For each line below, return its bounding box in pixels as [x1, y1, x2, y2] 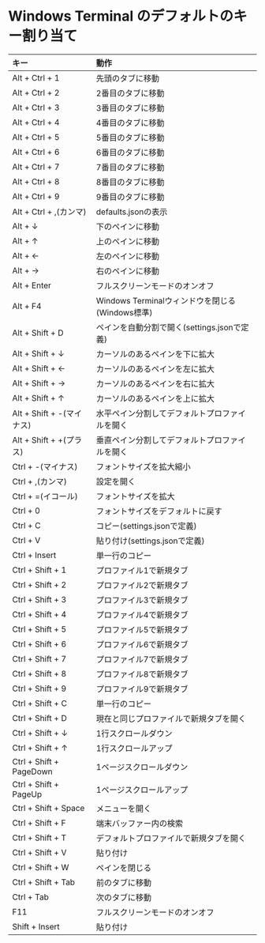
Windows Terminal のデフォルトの [8, 7, 234, 25]
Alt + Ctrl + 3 [12, 102, 60, 113]
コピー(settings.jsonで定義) [95, 520, 197, 531]
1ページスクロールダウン [95, 761, 188, 772]
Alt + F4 [12, 300, 42, 311]
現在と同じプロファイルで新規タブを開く [95, 713, 247, 724]
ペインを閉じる [95, 862, 152, 873]
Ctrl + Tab [12, 891, 49, 902]
